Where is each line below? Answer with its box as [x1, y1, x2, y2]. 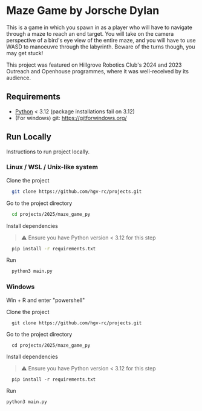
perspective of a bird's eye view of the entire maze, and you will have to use [6, 36, 196, 44]
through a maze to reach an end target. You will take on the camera [6, 30, 174, 37]
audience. [6, 74, 31, 81]
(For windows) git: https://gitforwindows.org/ [15, 114, 127, 121]
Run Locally [6, 132, 51, 142]
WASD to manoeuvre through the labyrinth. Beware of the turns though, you [6, 43, 195, 50]
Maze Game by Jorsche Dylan [6, 4, 160, 18]
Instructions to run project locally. [6, 148, 90, 155]
